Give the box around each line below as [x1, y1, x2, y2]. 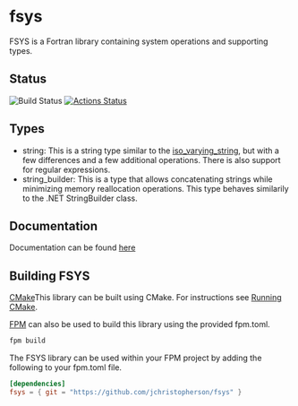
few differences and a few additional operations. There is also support [21, 154, 281, 165]
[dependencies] [9, 379, 66, 389]
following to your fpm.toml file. [9, 362, 123, 373]
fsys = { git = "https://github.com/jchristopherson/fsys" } [9, 387, 243, 396]
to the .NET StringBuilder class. [21, 193, 138, 203]
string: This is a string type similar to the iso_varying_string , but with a [21, 145, 280, 156]
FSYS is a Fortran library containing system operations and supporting [9, 36, 268, 47]
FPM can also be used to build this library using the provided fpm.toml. [9, 319, 270, 330]
